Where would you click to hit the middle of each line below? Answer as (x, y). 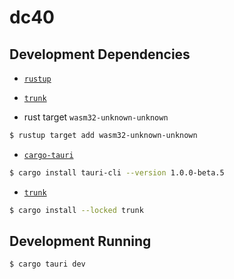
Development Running (80, 241)
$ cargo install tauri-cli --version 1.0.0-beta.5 (117, 172)
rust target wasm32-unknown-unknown (96, 117)
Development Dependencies (100, 54)
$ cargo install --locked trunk (76, 210)
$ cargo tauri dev (47, 264)
